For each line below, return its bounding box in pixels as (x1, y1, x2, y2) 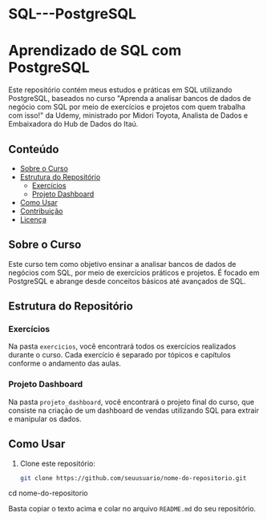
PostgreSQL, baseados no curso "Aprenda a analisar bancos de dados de (8, 94, 251, 103)
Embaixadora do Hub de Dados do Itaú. (8, 119, 139, 129)
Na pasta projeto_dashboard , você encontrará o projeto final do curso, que (8, 397, 255, 406)
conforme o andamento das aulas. (8, 358, 122, 369)
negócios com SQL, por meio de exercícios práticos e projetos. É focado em (8, 268, 260, 277)
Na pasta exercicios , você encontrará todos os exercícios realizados (8, 341, 237, 351)
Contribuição (19, 206, 63, 216)
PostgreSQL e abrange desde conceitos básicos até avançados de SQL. (8, 276, 246, 285)
